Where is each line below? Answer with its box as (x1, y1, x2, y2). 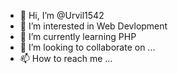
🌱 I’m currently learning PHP (19, 31, 137, 42)
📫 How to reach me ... (19, 53, 113, 64)
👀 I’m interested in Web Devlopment (19, 20, 168, 32)
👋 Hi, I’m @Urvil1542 (19, 10, 105, 21)
